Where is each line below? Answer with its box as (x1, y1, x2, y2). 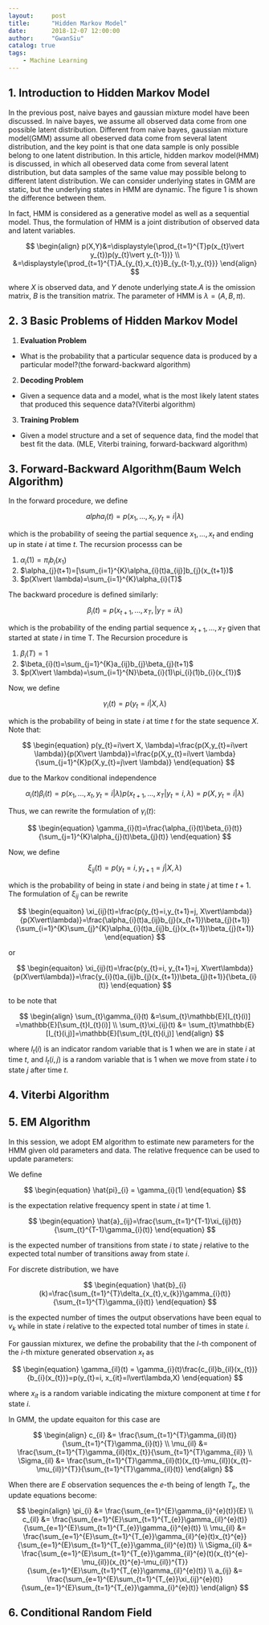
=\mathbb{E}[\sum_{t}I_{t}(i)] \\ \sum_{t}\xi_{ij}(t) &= (14, 1020, 187, 1030)
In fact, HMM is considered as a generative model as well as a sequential (8, 208, 250, 218)
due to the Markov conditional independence (8, 773, 157, 782)
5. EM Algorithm (8, 1116, 91, 1129)
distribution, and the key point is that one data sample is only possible (8, 141, 239, 151)
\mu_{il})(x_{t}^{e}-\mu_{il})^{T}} (81, 1558, 189, 1567)
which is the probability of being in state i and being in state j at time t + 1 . (8, 880, 251, 890)
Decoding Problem (19, 375, 84, 385)
